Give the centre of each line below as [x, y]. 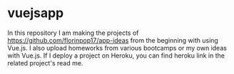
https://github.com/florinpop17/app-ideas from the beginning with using [113, 40]
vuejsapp [36, 13]
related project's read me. [45, 63]
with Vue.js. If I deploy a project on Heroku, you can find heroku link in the [116, 55]
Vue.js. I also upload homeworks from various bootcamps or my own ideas [117, 48]
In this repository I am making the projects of [73, 33]
